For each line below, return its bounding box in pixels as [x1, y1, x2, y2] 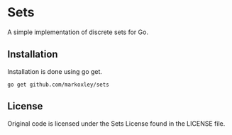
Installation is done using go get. [7, 67, 103, 75]
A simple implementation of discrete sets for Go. [7, 28, 149, 36]
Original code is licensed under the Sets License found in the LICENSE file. [7, 119, 226, 128]
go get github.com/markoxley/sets [7, 81, 110, 88]
